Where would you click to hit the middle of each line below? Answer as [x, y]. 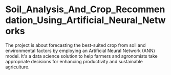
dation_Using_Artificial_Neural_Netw [85, 20]
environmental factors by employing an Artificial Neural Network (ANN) [80, 51]
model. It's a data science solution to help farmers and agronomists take [81, 56]
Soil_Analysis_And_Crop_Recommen [85, 9]
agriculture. [17, 67]
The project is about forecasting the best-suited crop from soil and [76, 45]
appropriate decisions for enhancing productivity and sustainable [74, 61]
